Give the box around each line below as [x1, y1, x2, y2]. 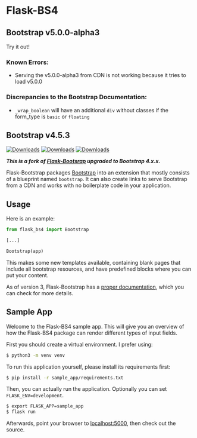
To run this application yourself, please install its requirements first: [6, 363, 171, 370]
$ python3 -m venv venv [6, 352, 65, 359]
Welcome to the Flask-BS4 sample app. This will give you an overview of [6, 323, 185, 330]
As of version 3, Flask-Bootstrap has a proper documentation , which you [6, 283, 185, 290]
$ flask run [6, 409, 36, 415]
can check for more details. [6, 289, 73, 296]
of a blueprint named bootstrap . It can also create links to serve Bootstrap [6, 176, 187, 183]
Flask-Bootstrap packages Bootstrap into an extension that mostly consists [6, 169, 190, 176]
